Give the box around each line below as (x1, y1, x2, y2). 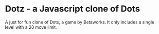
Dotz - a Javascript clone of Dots (5, 3, 140, 14)
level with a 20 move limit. (5, 24, 57, 30)
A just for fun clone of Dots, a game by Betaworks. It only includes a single (5, 19, 155, 25)
